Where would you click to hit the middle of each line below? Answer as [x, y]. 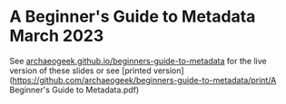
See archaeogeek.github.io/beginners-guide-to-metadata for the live [138, 61]
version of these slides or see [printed [80, 71]
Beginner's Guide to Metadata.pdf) [74, 90]
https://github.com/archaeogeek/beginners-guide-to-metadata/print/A [144, 80]
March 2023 [57, 36]
